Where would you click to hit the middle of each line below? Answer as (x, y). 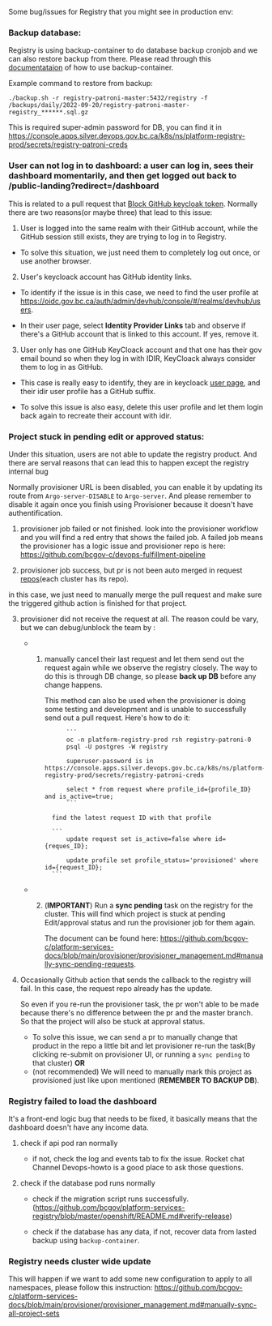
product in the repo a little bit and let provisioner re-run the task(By (144, 1045)
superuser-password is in (110, 761)
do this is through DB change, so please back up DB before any (150, 676)
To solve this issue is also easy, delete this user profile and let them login (142, 407)
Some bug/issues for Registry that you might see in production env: (121, 12)
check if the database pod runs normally (87, 1183)
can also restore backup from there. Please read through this (110, 59)
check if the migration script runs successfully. (110, 1199)
